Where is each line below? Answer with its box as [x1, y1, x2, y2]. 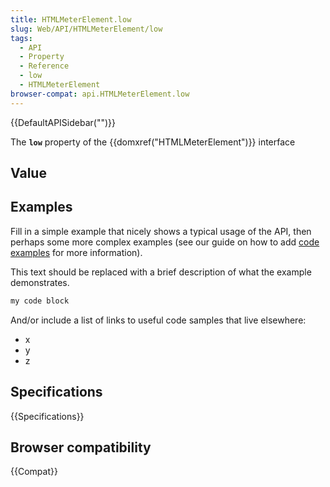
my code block [10, 296, 70, 306]
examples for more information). [10, 246, 143, 258]
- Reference [19, 61, 70, 71]
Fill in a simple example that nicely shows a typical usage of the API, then [10, 225, 312, 237]
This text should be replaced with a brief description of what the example [10, 266, 312, 278]
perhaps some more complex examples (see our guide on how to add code [10, 236, 320, 248]
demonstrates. [10, 276, 70, 288]
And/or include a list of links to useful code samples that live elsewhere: [10, 314, 307, 326]
